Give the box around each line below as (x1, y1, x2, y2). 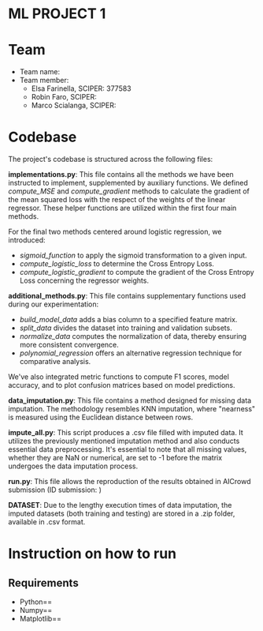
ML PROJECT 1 (8, 5, 106, 23)
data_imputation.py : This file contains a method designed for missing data (8, 396, 252, 405)
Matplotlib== (19, 614, 61, 624)
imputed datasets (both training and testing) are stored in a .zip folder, (8, 509, 235, 518)
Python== (19, 597, 53, 607)
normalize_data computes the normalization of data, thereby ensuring (19, 332, 246, 341)
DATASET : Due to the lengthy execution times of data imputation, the (8, 501, 232, 510)
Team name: (19, 67, 61, 77)
